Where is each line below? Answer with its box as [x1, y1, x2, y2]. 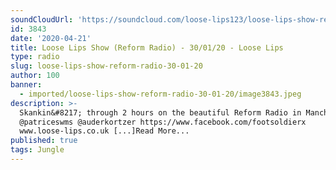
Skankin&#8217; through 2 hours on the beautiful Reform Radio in [19, 107, 302, 118]
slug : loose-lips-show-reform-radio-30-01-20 [10, 61, 203, 71]
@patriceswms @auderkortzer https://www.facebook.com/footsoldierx [19, 117, 307, 127]
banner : [10, 80, 43, 90]
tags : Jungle [10, 145, 65, 155]
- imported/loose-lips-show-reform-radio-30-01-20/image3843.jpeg [19, 89, 302, 99]
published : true [10, 136, 78, 146]
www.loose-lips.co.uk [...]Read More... [19, 126, 190, 136]
